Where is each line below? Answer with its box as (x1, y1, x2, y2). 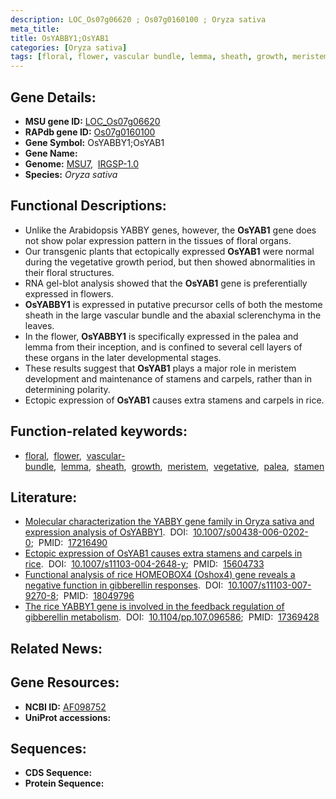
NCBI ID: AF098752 (24, 701, 107, 713)
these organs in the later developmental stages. (24, 351, 222, 363)
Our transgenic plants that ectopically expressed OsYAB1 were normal (24, 245, 315, 257)
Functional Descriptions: (10, 197, 167, 215)
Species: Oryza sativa (24, 168, 118, 180)
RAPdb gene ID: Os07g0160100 (24, 126, 156, 138)
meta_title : (10, 24, 60, 34)
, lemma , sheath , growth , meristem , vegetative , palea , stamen (53, 460, 325, 472)
